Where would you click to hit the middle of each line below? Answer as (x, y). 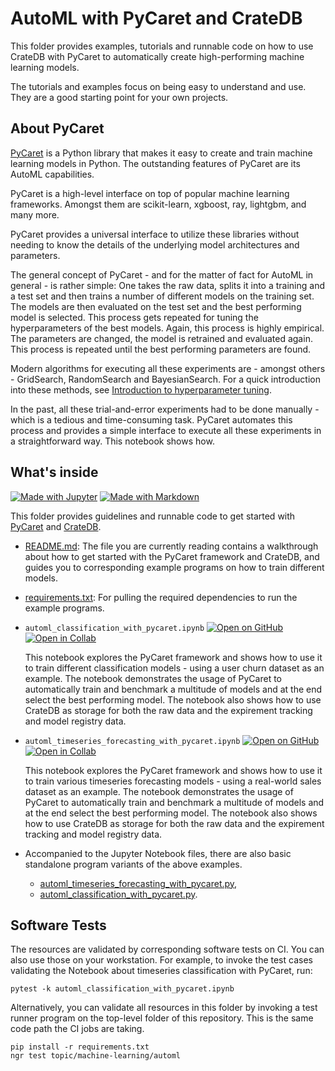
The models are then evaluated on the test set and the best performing (156, 306)
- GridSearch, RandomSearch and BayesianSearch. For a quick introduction (166, 379)
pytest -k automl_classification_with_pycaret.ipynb (122, 989)
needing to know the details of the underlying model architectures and (155, 244)
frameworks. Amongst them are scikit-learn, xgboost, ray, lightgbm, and (158, 204)
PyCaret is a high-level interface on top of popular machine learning (150, 193)
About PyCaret (57, 128)
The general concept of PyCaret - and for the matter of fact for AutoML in (162, 274)
